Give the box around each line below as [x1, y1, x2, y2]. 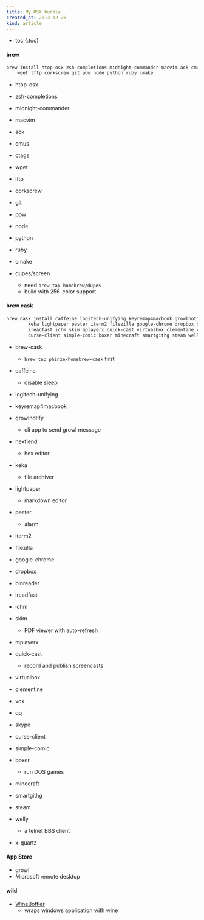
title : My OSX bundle [6, 9, 61, 15]
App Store [6, 853, 32, 860]
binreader [15, 580, 40, 587]
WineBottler [15, 901, 45, 908]
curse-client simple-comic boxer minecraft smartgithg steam [28, 332, 186, 339]
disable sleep [24, 379, 58, 387]
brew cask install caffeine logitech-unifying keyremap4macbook [6, 315, 172, 321]
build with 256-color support [24, 288, 97, 295]
